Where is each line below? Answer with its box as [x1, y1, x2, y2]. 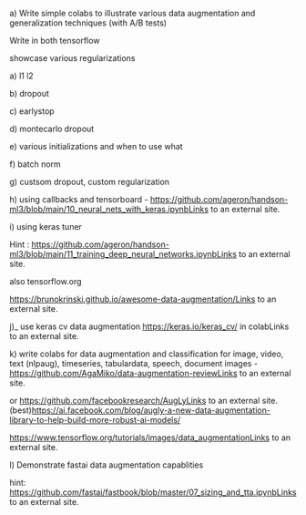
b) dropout [9, 88, 50, 98]
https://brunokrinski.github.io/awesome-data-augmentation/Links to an [9, 294, 277, 304]
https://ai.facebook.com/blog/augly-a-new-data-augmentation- [31, 405, 271, 416]
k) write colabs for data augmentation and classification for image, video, [9, 348, 284, 359]
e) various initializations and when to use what [9, 141, 184, 151]
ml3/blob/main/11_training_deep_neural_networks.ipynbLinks [9, 249, 237, 259]
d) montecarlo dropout [9, 123, 95, 134]
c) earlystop [9, 106, 55, 117]
